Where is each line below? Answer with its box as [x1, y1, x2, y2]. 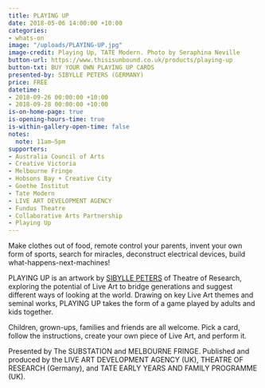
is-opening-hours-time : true [8, 116, 105, 123]
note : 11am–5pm [15, 137, 66, 146]
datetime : [8, 85, 41, 94]
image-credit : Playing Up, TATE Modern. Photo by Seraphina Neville [8, 49, 240, 57]
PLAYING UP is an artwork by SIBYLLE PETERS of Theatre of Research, [8, 273, 243, 283]
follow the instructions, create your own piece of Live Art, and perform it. [8, 331, 247, 341]
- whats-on [8, 33, 45, 42]
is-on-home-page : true [8, 108, 84, 116]
